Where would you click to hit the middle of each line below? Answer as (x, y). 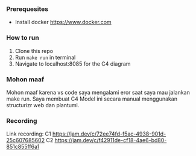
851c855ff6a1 (23, 147)
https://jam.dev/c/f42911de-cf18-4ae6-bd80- (111, 140)
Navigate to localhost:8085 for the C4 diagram (73, 64)
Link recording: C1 (29, 134)
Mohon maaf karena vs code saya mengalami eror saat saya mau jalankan (98, 92)
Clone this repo (34, 51)
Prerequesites (27, 9)
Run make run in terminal (45, 57)
